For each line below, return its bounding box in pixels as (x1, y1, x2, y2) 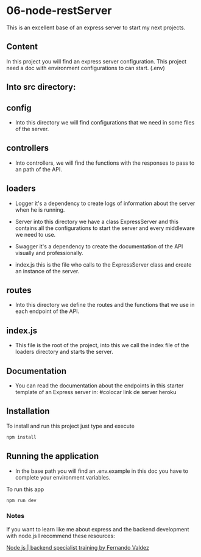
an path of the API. (15, 165, 63, 173)
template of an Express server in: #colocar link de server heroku (15, 389, 177, 396)
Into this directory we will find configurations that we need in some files (15, 118, 195, 126)
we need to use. (15, 231, 56, 238)
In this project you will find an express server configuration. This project (6, 57, 187, 65)
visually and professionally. (15, 249, 83, 256)
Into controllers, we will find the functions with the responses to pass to (15, 159, 195, 167)
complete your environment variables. (15, 473, 111, 481)
